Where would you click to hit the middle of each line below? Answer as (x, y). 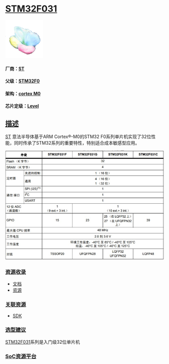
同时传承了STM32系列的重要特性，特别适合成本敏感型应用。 (77, 143)
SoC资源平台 (21, 356)
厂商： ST (15, 68)
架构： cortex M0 (23, 94)
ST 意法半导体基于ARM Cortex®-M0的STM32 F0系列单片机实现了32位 (78, 136)
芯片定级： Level (22, 106)
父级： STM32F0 (22, 81)
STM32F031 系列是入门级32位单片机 (43, 342)
